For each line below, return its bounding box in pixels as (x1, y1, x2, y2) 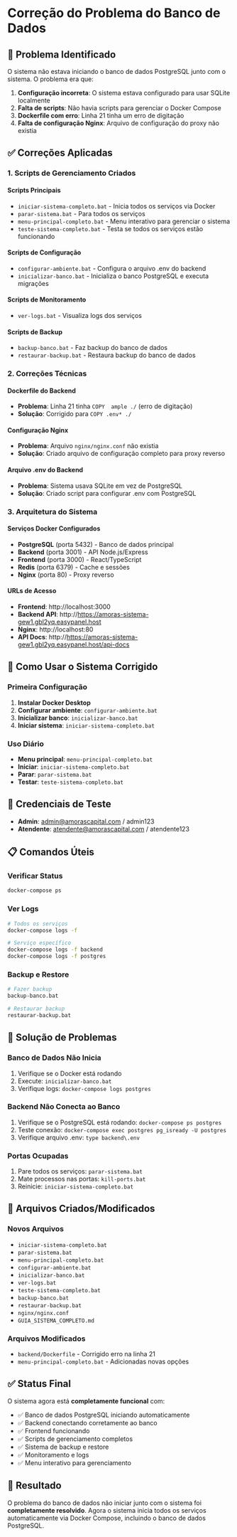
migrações (17, 279, 50, 287)
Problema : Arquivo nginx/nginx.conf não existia (17, 442, 159, 450)
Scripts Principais (7, 186, 62, 194)
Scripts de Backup (7, 327, 62, 336)
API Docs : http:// (17, 632, 67, 641)
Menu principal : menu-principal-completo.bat (17, 755, 153, 763)
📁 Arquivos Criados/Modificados (7, 1203, 155, 1215)
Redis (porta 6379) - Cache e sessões (17, 563, 130, 571)
